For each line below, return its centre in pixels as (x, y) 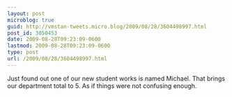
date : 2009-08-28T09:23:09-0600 (54, 39)
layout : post (26, 14)
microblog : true (31, 20)
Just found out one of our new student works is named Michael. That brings (116, 78)
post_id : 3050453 (32, 33)
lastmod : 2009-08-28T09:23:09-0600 (59, 46)
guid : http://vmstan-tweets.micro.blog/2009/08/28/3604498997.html (107, 26)
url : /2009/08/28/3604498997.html (57, 59)
